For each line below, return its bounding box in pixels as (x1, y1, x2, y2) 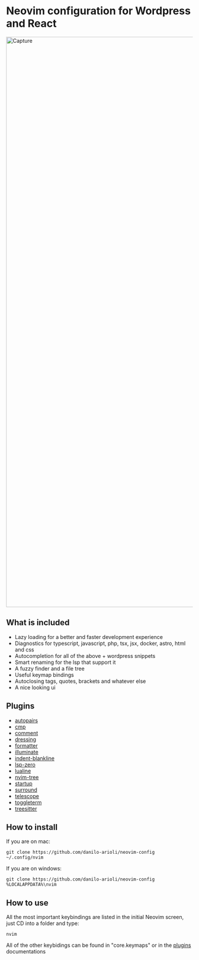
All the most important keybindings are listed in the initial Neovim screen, (6, 914, 184, 921)
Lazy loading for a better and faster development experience (14, 633, 163, 640)
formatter (14, 742, 38, 749)
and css (14, 646, 34, 653)
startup (14, 780, 33, 787)
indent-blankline (14, 755, 55, 762)
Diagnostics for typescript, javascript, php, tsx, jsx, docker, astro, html (14, 640, 186, 647)
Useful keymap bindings (14, 671, 74, 678)
